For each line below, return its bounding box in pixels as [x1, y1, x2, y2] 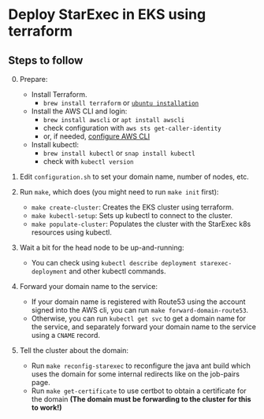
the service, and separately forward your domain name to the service [31, 322, 257, 332]
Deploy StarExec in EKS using [8, 6, 206, 24]
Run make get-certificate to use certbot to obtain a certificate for [31, 386, 247, 395]
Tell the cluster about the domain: [19, 346, 128, 355]
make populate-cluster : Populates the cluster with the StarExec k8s [31, 219, 251, 228]
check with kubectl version [43, 157, 134, 166]
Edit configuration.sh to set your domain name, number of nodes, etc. [19, 172, 250, 181]
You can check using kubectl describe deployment [31, 258, 197, 267]
